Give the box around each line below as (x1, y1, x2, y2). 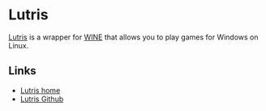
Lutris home (19, 85, 61, 95)
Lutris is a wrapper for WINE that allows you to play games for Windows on (8, 32, 259, 42)
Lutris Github (19, 94, 64, 104)
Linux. (8, 40, 29, 50)
